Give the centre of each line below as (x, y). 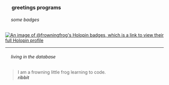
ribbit (23, 77)
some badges (25, 20)
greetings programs (36, 8)
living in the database (33, 56)
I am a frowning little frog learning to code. (62, 72)
